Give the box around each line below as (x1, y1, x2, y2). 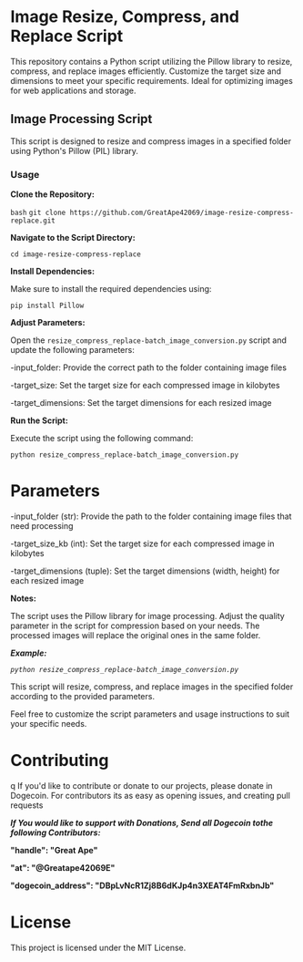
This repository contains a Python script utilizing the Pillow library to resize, (10, 56, 293, 67)
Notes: (10, 593, 37, 604)
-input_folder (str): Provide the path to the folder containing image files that (10, 511, 292, 522)
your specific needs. (10, 718, 87, 729)
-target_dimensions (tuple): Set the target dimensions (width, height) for (10, 565, 280, 576)
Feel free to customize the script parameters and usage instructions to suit (10, 709, 290, 719)
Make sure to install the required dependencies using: (10, 284, 212, 295)
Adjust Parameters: (10, 317, 86, 328)
